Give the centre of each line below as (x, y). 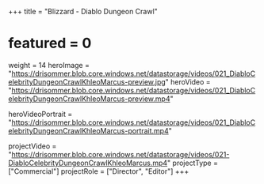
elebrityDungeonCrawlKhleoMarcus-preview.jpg (87, 81)
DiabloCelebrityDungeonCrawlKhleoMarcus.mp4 (88, 163)
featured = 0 (50, 43)
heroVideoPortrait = (40, 114)
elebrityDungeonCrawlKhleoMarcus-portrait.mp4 (88, 130)
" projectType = (192, 163)
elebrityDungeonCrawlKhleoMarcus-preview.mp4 (89, 99)
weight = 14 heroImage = (49, 65)
